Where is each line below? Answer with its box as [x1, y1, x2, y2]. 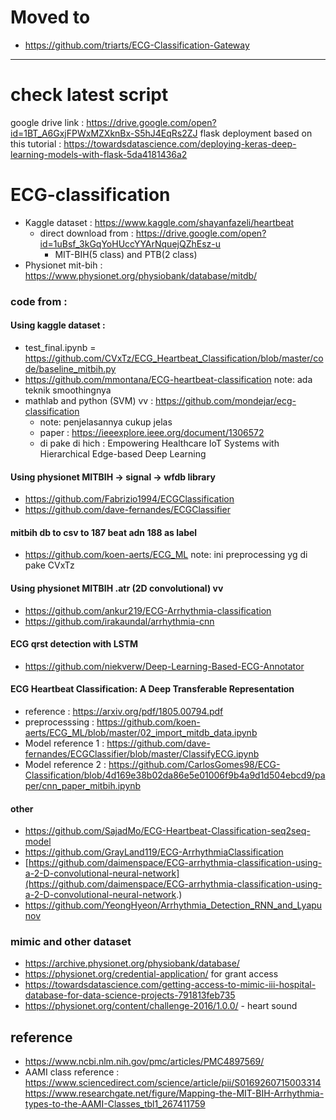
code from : [10, 294, 68, 308]
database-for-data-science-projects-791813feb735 [24, 989, 236, 1001]
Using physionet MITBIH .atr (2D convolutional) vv [10, 582, 224, 594]
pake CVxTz [24, 559, 75, 571]
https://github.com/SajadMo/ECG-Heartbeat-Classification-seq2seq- [24, 825, 311, 837]
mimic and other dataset [10, 935, 132, 949]
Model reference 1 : [24, 737, 105, 749]
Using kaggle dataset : [10, 319, 106, 331]
